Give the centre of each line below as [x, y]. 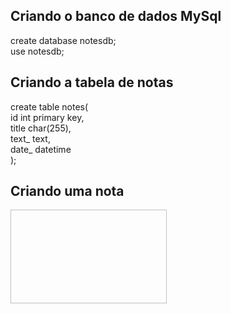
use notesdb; [37, 51]
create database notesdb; [63, 40]
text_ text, [30, 138]
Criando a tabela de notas [92, 82]
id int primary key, [47, 117]
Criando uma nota [67, 191]
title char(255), [41, 128]
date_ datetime [41, 149]
